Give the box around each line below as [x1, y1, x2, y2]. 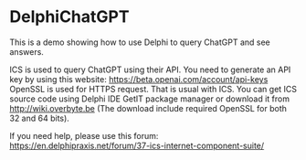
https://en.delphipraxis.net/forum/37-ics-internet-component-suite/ [9, 140, 265, 151]
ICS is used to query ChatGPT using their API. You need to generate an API [9, 64, 291, 75]
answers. [9, 46, 44, 57]
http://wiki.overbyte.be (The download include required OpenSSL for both [9, 102, 288, 113]
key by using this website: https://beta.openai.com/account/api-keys [9, 73, 269, 84]
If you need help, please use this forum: [9, 130, 159, 141]
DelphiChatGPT [9, 6, 130, 27]
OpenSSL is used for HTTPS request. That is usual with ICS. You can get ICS [9, 83, 298, 94]
